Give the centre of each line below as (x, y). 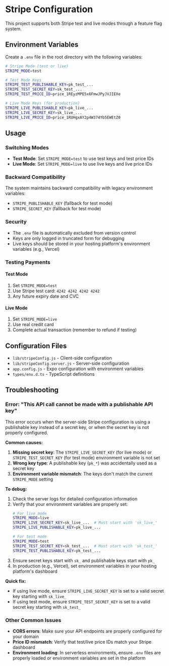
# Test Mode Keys (23, 80)
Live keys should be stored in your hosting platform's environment (81, 244)
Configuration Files (36, 346)
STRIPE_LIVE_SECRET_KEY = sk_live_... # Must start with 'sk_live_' (85, 523)
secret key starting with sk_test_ (47, 607)
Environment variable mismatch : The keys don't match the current (82, 474)
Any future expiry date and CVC (46, 296)
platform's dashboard (35, 571)
